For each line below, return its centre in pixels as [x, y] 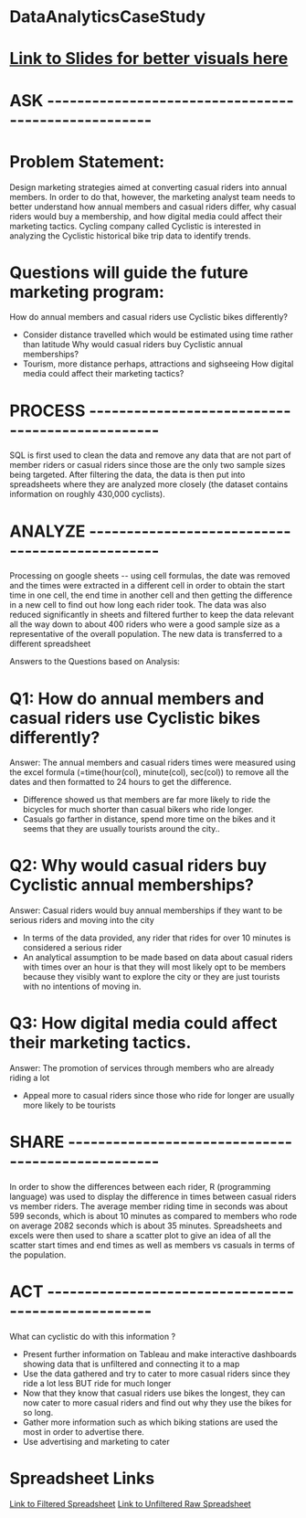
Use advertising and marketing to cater [96, 1442]
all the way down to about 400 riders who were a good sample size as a [145, 624]
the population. [38, 1255]
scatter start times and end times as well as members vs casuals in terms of [152, 1246]
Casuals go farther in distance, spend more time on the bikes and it [149, 819]
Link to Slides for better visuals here [149, 59]
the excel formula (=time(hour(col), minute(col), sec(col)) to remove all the [149, 772]
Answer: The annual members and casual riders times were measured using [153, 763]
